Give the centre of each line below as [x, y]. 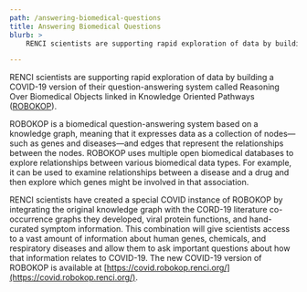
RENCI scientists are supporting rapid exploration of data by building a [142, 78]
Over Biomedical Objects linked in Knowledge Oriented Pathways [132, 97]
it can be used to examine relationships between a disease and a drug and [149, 172]
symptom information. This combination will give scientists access [165, 229]
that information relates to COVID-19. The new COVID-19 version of [136, 258]
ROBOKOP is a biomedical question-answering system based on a [134, 124]
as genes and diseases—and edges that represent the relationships [157, 143]
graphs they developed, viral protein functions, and [151, 219]
